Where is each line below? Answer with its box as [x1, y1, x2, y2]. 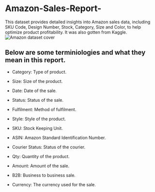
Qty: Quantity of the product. [12, 153, 70, 159]
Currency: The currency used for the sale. [12, 181, 96, 187]
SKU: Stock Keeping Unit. [12, 125, 63, 131]
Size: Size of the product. [12, 78, 63, 84]
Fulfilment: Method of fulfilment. [12, 106, 77, 112]
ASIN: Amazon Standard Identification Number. [12, 134, 106, 141]
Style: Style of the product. [12, 116, 66, 122]
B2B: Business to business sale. [12, 172, 76, 178]
